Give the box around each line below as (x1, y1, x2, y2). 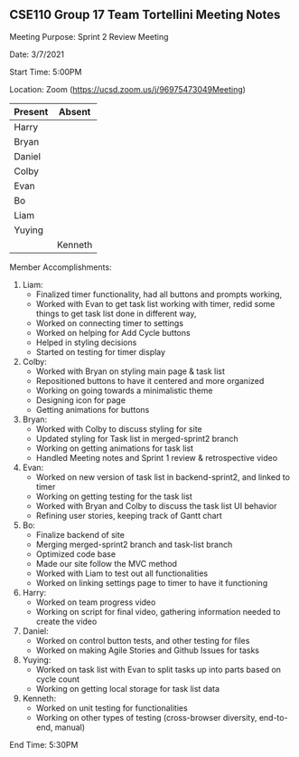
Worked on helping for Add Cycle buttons (35, 327, 192, 338)
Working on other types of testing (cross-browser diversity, (35, 712, 257, 723)
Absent (58, 105, 91, 118)
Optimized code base (35, 548, 116, 560)
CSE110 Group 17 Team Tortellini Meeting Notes (9, 7, 281, 23)
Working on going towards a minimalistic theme (35, 385, 213, 396)
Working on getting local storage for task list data (35, 683, 220, 694)
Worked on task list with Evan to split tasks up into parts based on (35, 664, 282, 675)
